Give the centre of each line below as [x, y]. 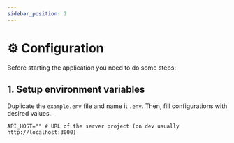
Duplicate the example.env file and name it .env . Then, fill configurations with [117, 106]
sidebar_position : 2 [37, 14]
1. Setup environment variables [76, 89]
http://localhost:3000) [42, 133]
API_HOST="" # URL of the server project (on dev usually [93, 126]
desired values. [29, 114]
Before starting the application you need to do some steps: [92, 68]
